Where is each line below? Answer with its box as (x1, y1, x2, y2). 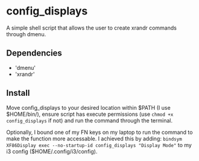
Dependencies (6, 48, 62, 58)
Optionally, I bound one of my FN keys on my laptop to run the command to (6, 128, 193, 136)
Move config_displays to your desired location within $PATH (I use (6, 104, 171, 111)
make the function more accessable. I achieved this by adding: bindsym (6, 134, 182, 142)
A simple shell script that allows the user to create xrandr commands (6, 24, 177, 31)
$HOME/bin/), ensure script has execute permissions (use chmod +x (6, 110, 174, 118)
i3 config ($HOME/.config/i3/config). (6, 148, 98, 155)
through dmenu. (6, 30, 46, 37)
